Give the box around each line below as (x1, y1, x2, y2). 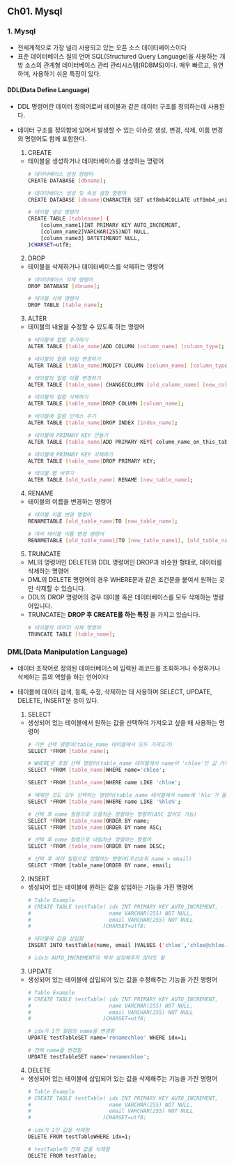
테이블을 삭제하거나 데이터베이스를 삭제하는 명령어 (27, 262, 164, 271)
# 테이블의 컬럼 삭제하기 (27, 394, 88, 401)
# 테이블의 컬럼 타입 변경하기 (27, 355, 101, 362)
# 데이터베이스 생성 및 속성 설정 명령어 (27, 190, 127, 197)
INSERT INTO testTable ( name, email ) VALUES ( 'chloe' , (27, 942, 187, 949)
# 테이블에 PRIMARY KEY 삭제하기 (27, 451, 114, 458)
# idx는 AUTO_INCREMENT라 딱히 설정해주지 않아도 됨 (27, 955, 165, 962)
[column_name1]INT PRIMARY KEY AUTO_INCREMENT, (40, 222, 181, 229)
